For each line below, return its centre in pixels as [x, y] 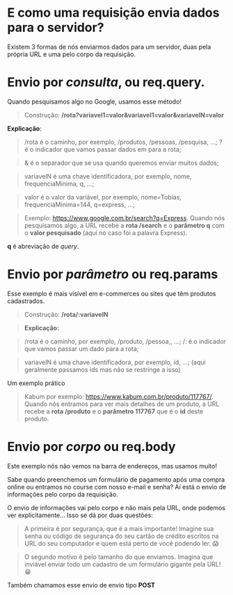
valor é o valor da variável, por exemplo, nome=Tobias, [103, 197]
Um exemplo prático [36, 383]
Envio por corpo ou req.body [91, 447]
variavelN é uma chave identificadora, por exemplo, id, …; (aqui [115, 362]
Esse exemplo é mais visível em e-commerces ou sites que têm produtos [112, 293]
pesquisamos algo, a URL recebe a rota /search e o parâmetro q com [124, 225]
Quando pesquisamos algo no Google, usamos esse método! [95, 101]
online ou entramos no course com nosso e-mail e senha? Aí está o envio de [117, 487]
